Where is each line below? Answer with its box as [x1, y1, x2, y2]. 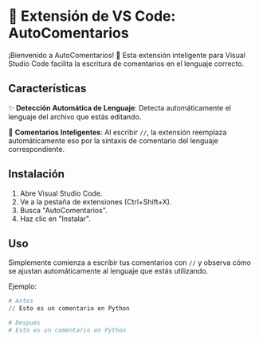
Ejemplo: [8, 282, 37, 291]
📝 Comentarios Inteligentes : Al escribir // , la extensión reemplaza [8, 127, 227, 137]
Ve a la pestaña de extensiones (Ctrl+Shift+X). [19, 196, 172, 206]
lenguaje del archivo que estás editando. [8, 111, 142, 122]
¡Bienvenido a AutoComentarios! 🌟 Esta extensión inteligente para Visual [8, 50, 245, 60]
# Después [8, 319, 41, 327]
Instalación [8, 167, 65, 181]
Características [8, 82, 87, 95]
